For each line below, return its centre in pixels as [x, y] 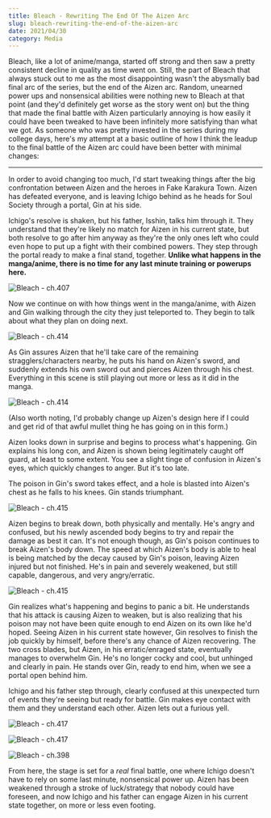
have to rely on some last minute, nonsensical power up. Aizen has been [129, 780]
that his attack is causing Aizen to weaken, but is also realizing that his [125, 615]
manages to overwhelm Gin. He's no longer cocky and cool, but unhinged [131, 658]
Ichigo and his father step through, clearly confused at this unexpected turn [134, 691]
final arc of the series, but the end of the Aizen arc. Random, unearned [126, 87]
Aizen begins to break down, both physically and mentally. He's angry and [132, 523]
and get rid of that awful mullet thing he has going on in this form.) [118, 426]
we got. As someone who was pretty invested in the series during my [123, 130]
